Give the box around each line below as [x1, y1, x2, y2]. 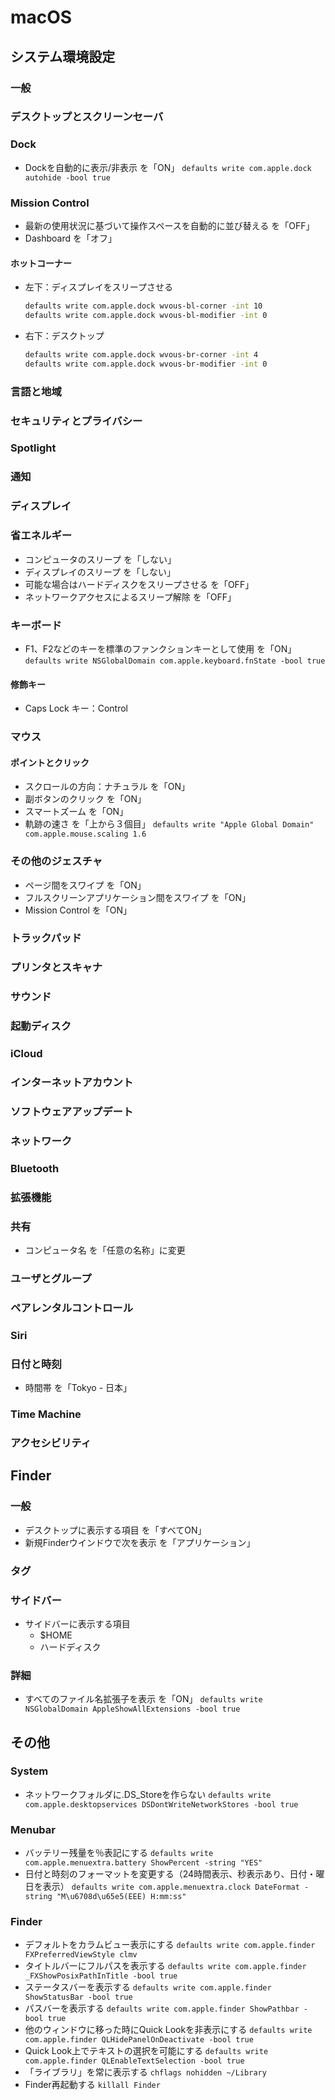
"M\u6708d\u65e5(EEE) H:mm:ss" [56, 1892, 187, 1902]
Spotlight [10, 441, 57, 455]
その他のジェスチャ [10, 854, 103, 868]
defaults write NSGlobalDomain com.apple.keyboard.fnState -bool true [24, 656, 326, 666]
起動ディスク [10, 1019, 72, 1033]
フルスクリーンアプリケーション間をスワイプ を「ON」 [24, 891, 252, 903]
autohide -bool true [24, 172, 111, 183]
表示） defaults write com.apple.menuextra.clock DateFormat [42, 1881, 300, 1893]
